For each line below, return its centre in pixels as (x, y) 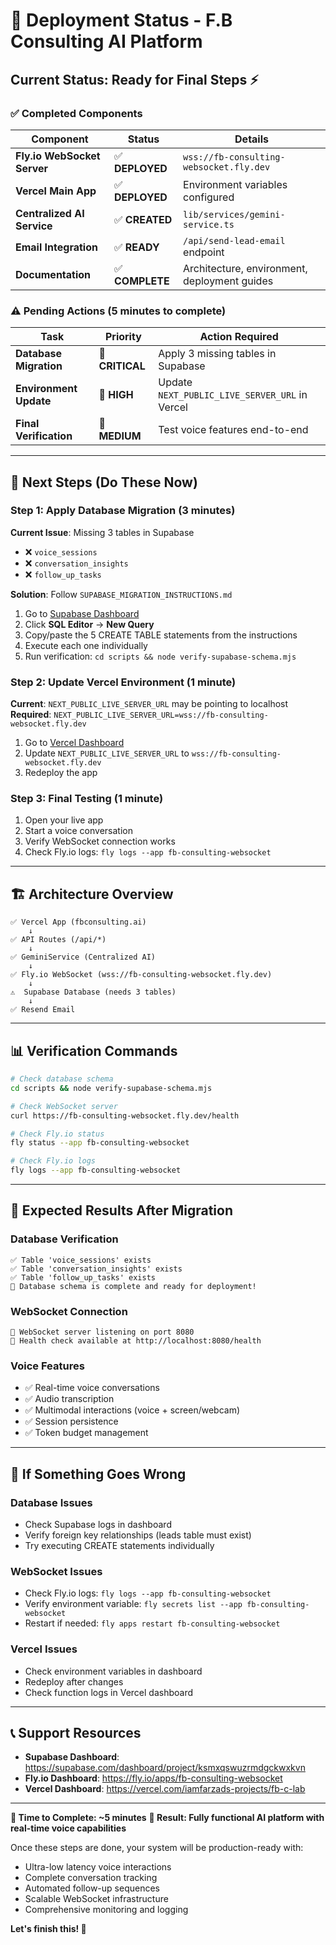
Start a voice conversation (78, 831)
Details (251, 139)
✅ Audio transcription (69, 1399)
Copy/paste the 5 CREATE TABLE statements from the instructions (161, 635)
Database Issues (51, 1502)
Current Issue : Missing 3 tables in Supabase (102, 532)
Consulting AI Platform (106, 41)
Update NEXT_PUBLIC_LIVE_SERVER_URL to (107, 753)
